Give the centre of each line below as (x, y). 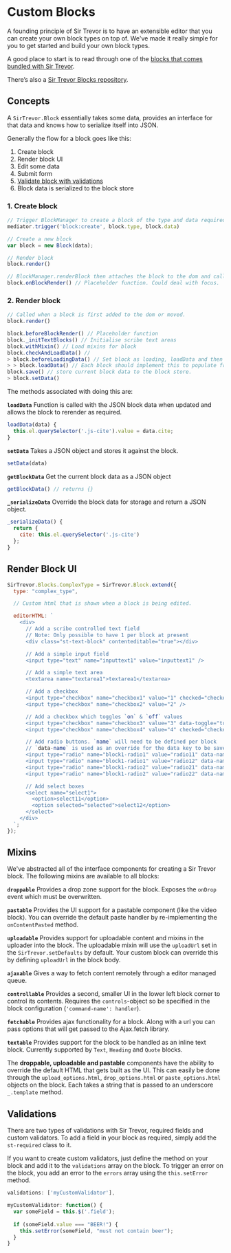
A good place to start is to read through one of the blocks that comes (105, 58)
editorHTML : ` (33, 616)
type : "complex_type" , (46, 591)
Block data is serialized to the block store (75, 188)
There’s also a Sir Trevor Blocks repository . (68, 79)
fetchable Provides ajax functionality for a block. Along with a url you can (111, 1022)
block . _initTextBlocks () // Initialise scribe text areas (92, 340)
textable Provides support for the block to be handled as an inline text (107, 1043)
